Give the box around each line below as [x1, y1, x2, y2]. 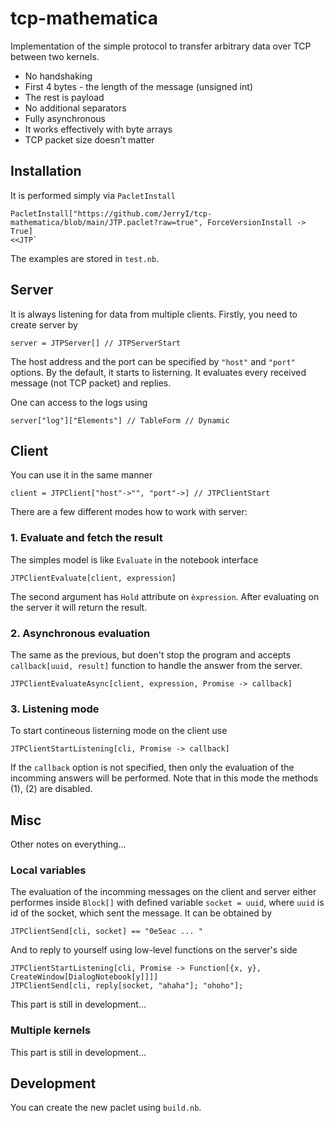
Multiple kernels [10, 1023, 92, 1037]
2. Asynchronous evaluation [10, 626, 151, 640]
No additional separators [24, 102, 127, 114]
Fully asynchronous [24, 112, 106, 124]
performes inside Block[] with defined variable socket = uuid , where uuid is [10, 897, 325, 909]
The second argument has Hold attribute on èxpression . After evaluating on [10, 590, 320, 602]
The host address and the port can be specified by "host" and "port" [10, 355, 296, 367]
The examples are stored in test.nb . [10, 252, 160, 264]
